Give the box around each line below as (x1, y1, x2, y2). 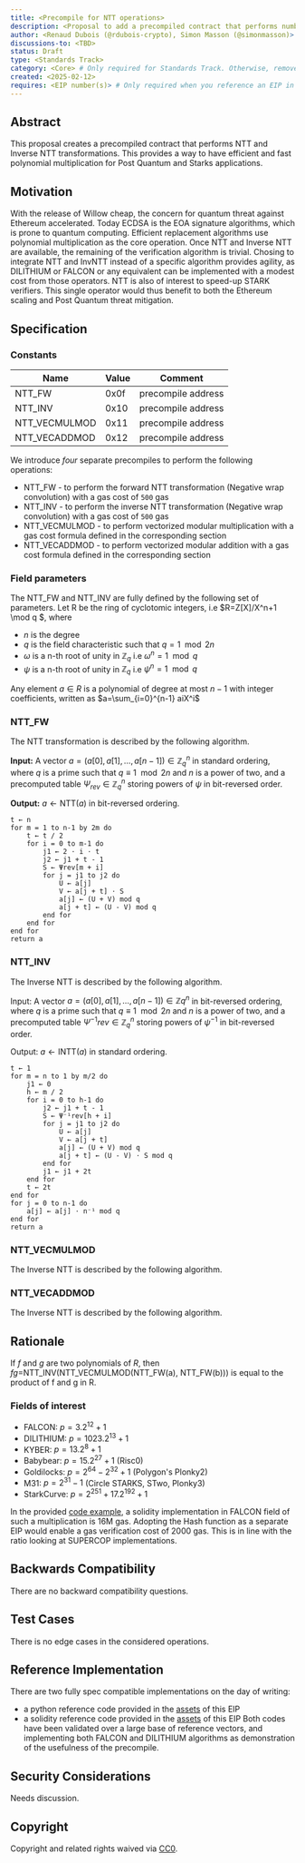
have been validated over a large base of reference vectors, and (23, 1723, 263, 1734)
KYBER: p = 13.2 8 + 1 (23, 1442, 102, 1455)
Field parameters (10, 572, 87, 584)
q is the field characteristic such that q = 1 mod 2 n (23, 639, 215, 650)
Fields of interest (10, 1399, 87, 1412)
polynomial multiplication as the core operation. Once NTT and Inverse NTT (10, 237, 292, 248)
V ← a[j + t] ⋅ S (58, 887, 125, 897)
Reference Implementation (10, 1662, 164, 1678)
